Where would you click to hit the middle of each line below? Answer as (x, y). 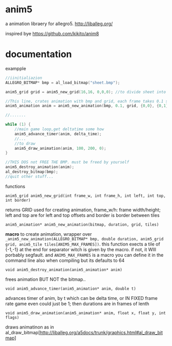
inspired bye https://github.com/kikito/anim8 (52, 33)
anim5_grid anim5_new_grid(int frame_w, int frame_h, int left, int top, (86, 196)
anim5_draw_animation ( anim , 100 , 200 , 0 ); (60, 148)
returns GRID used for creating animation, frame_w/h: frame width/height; (83, 210)
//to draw (25, 144)
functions (15, 186)
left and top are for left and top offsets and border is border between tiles (82, 215)
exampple (16, 68)
